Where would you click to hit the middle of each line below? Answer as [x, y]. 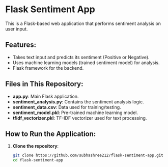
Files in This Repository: [44, 84]
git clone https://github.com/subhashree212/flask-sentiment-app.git [88, 156]
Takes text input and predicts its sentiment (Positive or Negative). [81, 57]
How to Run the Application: [51, 134]
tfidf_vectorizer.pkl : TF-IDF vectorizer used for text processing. [80, 118]
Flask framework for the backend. [48, 68]
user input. [17, 29]
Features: [21, 45]
